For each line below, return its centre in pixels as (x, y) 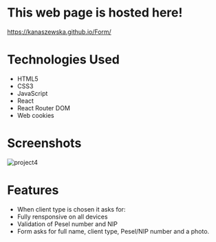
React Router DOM (44, 108)
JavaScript (32, 93)
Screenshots (44, 143)
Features (33, 190)
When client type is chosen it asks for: (71, 209)
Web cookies (35, 115)
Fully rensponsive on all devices (62, 216)
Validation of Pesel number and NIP (67, 224)
